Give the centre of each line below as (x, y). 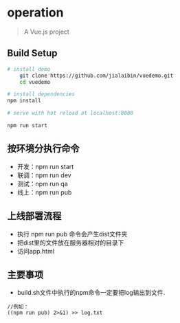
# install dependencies (41, 94)
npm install (24, 101)
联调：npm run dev (44, 175)
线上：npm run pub (44, 192)
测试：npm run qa (43, 183)
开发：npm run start (45, 166)
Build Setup (32, 53)
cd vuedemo (35, 82)
